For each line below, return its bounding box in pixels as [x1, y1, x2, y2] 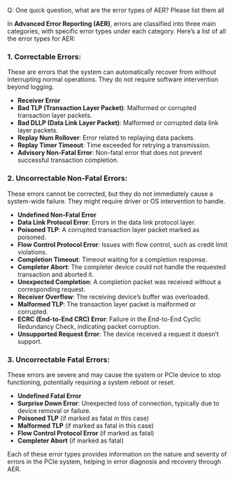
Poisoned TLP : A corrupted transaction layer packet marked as [17, 225, 200, 234]
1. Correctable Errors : [7, 52, 82, 62]
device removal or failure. [17, 406, 91, 414]
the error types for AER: [7, 34, 76, 43]
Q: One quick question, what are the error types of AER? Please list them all [7, 6, 225, 14]
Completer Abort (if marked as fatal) [17, 436, 124, 445]
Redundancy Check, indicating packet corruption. [17, 322, 161, 330]
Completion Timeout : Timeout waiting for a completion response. [17, 255, 208, 264]
